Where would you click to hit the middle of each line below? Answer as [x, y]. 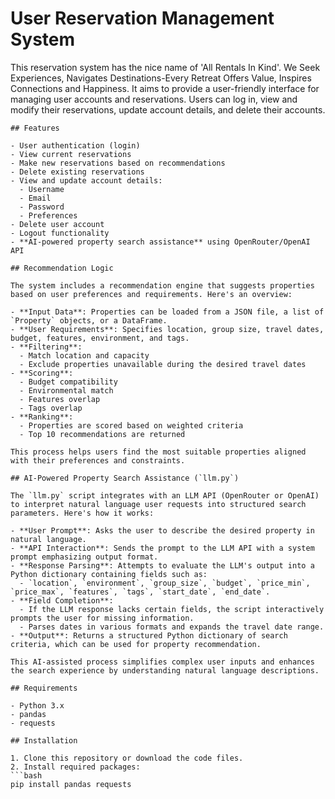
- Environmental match [66, 390]
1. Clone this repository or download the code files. [127, 758]
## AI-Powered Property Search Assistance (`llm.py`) [125, 478]
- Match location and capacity [84, 355]
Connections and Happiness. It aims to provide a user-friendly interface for [165, 88]
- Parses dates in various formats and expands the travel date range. [172, 627]
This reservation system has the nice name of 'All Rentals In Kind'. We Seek [165, 67]
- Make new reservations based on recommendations [118, 163]
